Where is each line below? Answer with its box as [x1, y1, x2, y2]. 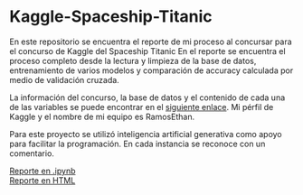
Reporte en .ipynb [9, 165, 76, 176]
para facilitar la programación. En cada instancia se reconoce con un [9, 138, 266, 149]
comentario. [9, 147, 54, 159]
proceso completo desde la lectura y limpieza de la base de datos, [9, 55, 257, 66]
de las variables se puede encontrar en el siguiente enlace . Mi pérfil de [9, 101, 274, 112]
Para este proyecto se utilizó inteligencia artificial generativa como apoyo [9, 128, 282, 139]
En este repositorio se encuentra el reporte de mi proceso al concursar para [9, 36, 292, 47]
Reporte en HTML [9, 174, 76, 186]
